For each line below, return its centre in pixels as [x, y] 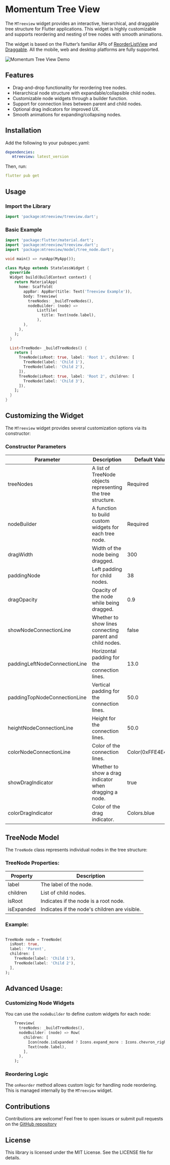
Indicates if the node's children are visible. [91, 909]
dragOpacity [23, 600]
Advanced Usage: [34, 988]
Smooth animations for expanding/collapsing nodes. [67, 114]
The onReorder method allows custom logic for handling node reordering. [81, 1085]
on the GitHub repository [31, 1124]
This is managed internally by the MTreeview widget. [59, 1090]
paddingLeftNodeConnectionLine [47, 664]
